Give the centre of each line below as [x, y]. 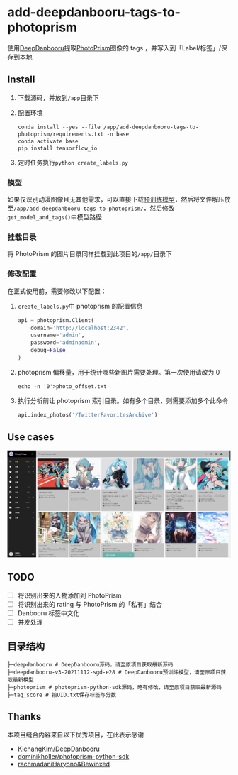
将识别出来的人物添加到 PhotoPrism [69, 595]
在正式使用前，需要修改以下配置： [57, 291]
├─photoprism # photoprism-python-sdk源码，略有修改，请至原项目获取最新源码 [114, 687]
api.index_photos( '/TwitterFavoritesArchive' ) [87, 415]
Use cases [31, 437]
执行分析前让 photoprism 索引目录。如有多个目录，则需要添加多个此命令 [123, 400]
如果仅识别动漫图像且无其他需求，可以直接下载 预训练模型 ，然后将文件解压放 [119, 199]
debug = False [48, 351]
